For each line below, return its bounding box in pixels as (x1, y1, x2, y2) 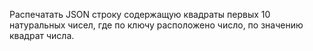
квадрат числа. (9, 30, 75, 41)
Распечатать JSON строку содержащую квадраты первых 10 (9, 9, 271, 20)
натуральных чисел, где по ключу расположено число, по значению (9, 19, 304, 31)
